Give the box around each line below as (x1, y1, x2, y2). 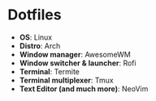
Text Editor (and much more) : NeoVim (19, 83, 149, 94)
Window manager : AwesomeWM (19, 49, 131, 59)
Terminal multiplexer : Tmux (19, 75, 115, 85)
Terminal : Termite (19, 66, 80, 76)
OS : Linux (19, 32, 53, 42)
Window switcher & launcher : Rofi (19, 58, 136, 68)
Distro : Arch (19, 40, 61, 50)
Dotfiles (7, 6, 62, 24)
